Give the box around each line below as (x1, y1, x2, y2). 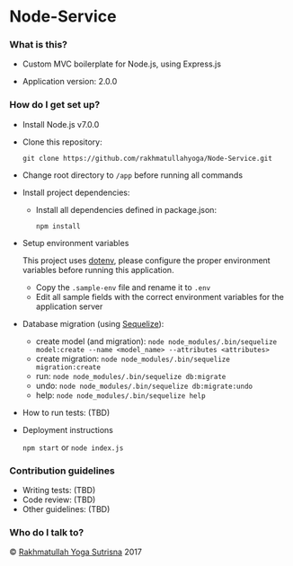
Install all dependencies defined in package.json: (35, 204, 218, 215)
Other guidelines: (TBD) (22, 504, 111, 515)
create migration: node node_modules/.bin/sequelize (35, 353, 231, 364)
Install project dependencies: (22, 187, 130, 198)
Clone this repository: (22, 137, 102, 147)
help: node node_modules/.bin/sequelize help (35, 389, 206, 401)
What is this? (9, 39, 67, 51)
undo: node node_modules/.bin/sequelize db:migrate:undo (35, 380, 253, 391)
